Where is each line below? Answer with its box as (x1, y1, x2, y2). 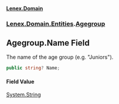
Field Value (6, 78, 35, 85)
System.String (6, 91, 41, 98)
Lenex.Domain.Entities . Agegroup (6, 20, 106, 28)
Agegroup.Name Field (6, 37, 90, 48)
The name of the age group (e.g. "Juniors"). (6, 53, 114, 61)
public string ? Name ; (6, 65, 60, 71)
